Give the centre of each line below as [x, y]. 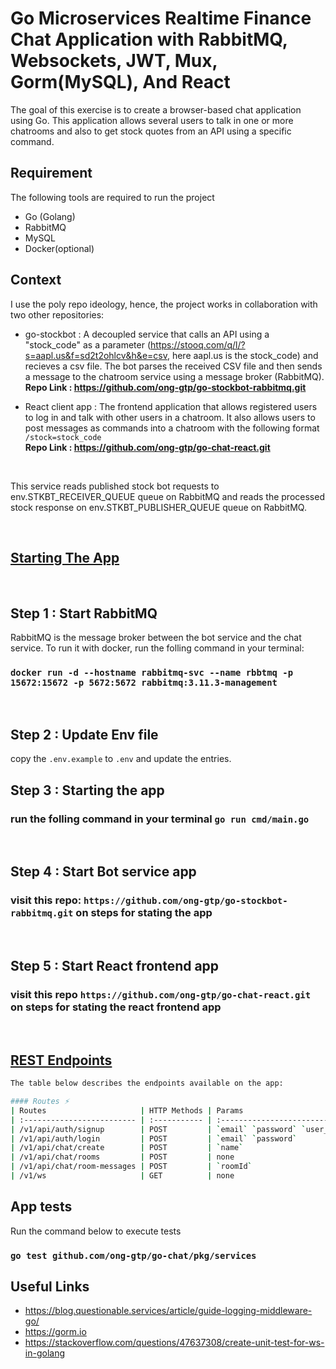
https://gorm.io [55, 1332]
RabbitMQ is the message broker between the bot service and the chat [156, 638]
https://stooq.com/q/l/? [198, 344]
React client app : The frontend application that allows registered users [171, 406]
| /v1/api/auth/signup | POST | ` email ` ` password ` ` [158, 1129]
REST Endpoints [61, 1060]
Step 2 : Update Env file [84, 734]
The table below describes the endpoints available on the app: [147, 1083]
